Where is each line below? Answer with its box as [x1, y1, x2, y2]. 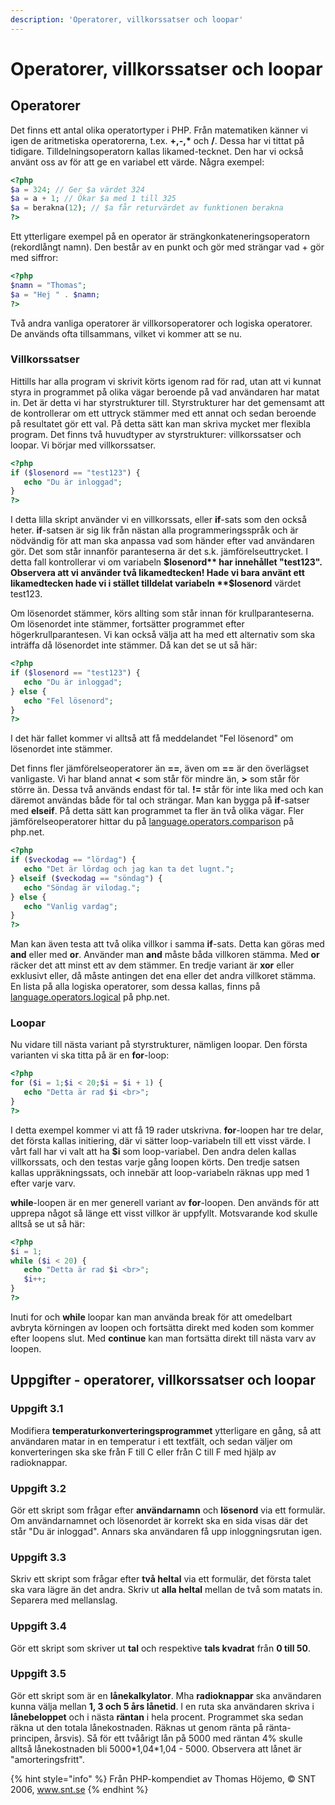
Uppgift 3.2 [10, 1481, 67, 1495]
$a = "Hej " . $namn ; [10, 289, 101, 300]
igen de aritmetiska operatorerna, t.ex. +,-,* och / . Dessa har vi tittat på [10, 134, 305, 146]
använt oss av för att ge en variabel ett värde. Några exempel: [10, 156, 265, 168]
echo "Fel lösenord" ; [23, 696, 114, 706]
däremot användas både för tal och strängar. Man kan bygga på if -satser [10, 794, 310, 806]
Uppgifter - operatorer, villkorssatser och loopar [10, 1372, 316, 1389]
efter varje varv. [10, 1177, 76, 1189]
